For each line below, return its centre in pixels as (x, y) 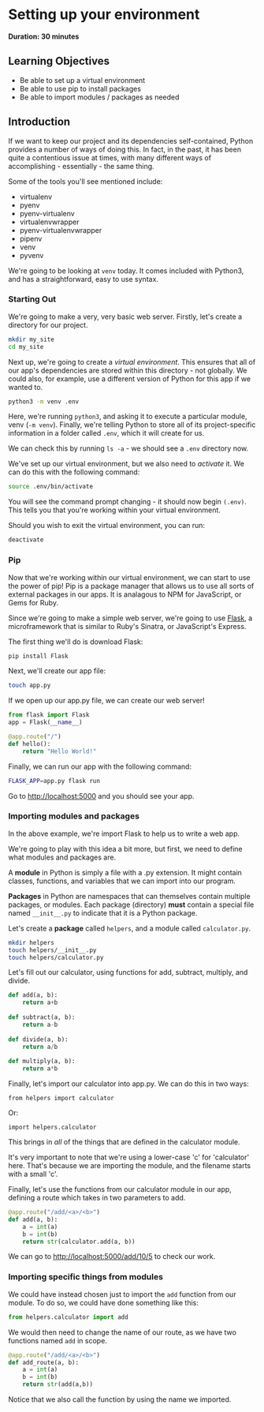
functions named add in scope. (58, 1340)
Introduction (39, 122)
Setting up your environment (104, 15)
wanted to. (26, 387)
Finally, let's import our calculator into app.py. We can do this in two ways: (129, 1084)
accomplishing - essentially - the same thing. (82, 166)
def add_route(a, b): (44, 1362)
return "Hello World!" (59, 751)
